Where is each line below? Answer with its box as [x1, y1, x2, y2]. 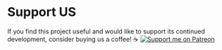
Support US [7, 4, 76, 20]
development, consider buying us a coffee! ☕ [7, 35, 139, 43]
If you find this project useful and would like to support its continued [7, 27, 206, 35]
